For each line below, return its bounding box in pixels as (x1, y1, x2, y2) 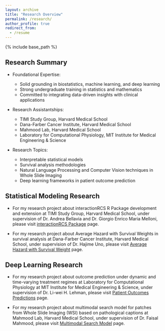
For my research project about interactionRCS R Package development (12, 205, 157, 211)
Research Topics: (12, 147, 48, 153)
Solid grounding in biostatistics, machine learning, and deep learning (19, 81, 160, 87)
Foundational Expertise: (12, 71, 61, 77)
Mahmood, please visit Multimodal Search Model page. (12, 321, 125, 327)
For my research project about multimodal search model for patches (12, 305, 152, 311)
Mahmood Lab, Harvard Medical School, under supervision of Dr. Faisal (12, 315, 159, 321)
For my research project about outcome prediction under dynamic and (12, 274, 156, 280)
